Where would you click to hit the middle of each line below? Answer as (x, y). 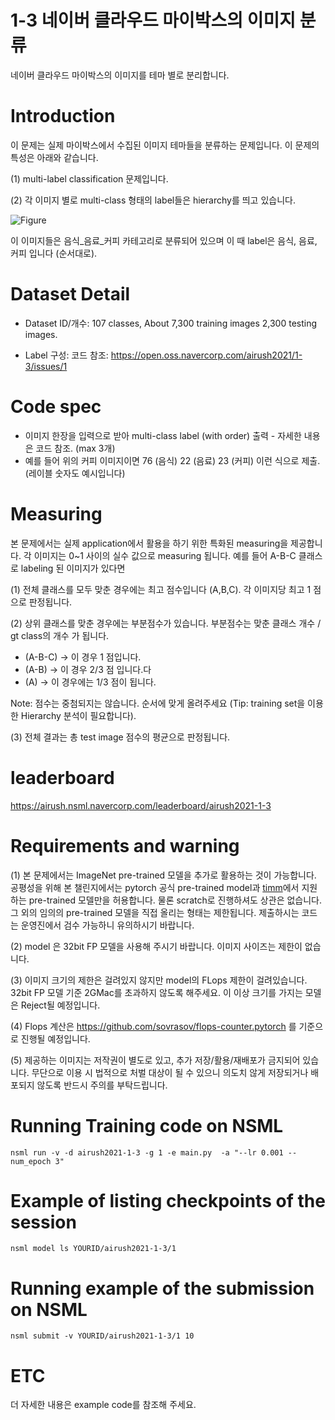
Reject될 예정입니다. (60, 1005)
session (43, 1222)
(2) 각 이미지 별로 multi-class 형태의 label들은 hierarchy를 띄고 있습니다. (153, 200)
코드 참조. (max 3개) (75, 448)
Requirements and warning (125, 845)
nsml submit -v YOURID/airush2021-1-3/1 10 (102, 1336)
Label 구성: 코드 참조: (66, 355)
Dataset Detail (70, 294)
